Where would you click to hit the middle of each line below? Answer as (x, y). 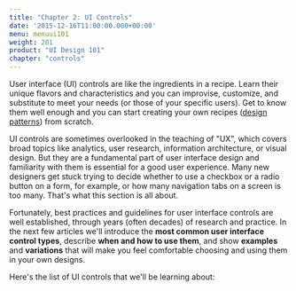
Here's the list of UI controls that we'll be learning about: (112, 277)
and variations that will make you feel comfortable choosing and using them (148, 250)
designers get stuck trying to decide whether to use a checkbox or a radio (144, 177)
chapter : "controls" (47, 59)
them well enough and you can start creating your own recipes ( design (138, 112)
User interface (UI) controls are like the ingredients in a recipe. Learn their (144, 84)
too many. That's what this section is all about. (94, 195)
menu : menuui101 (39, 34)
